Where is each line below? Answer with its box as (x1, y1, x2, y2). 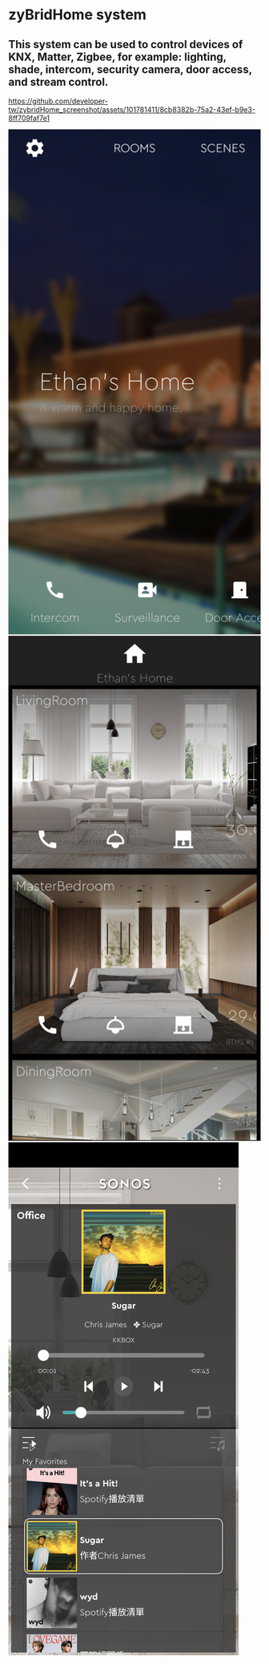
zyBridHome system (8, 6, 147, 24)
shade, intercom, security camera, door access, (8, 63, 252, 76)
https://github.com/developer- (8, 96, 108, 106)
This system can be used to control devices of (8, 38, 243, 51)
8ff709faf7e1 (8, 114, 50, 123)
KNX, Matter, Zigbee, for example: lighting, (8, 50, 227, 63)
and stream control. (8, 75, 109, 89)
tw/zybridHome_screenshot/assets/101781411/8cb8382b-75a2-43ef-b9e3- (8, 105, 256, 114)
